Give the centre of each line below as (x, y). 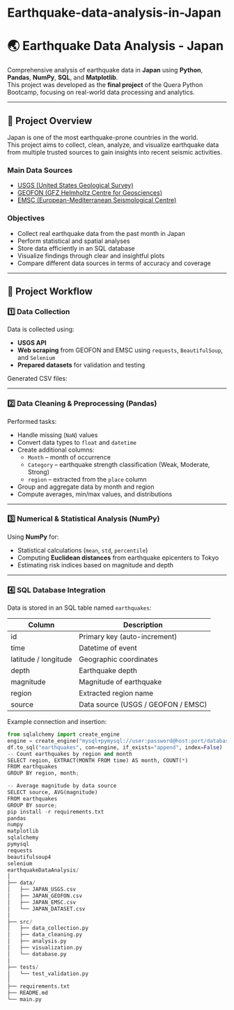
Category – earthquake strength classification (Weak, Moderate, (119, 464)
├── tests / (23, 967)
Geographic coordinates (118, 659)
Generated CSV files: (37, 379)
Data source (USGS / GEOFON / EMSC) (143, 704)
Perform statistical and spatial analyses (73, 241)
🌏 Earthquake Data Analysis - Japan (116, 46)
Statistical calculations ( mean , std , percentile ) (83, 550)
